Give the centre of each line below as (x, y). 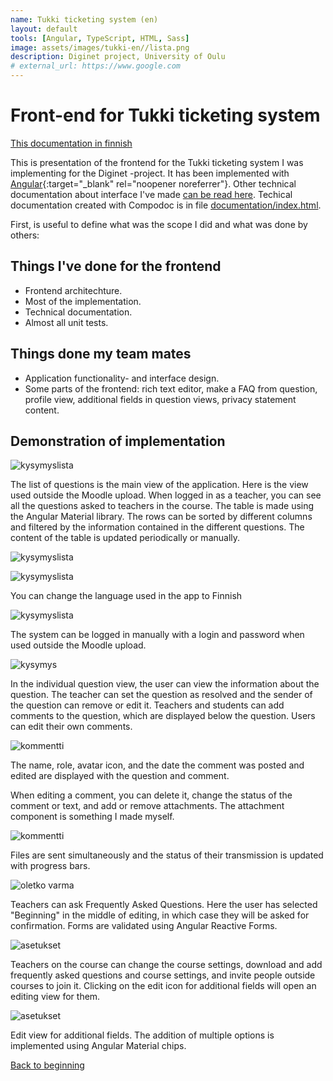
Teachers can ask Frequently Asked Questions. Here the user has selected (164, 905)
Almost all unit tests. (66, 322)
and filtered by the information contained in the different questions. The (157, 527)
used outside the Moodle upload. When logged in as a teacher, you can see (166, 495)
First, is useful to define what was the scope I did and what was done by (159, 224)
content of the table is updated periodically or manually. (125, 538)
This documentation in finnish (71, 143)
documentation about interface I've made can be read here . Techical (151, 194)
